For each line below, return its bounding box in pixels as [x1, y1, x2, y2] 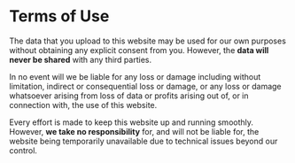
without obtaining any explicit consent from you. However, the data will [9, 44, 269, 55]
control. [9, 144, 38, 156]
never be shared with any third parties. [9, 54, 152, 65]
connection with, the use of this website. [9, 99, 158, 110]
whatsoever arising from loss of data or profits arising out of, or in [9, 90, 250, 101]
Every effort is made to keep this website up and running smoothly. [9, 117, 254, 128]
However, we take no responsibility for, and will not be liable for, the [9, 126, 260, 136]
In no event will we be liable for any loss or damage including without [9, 71, 261, 81]
